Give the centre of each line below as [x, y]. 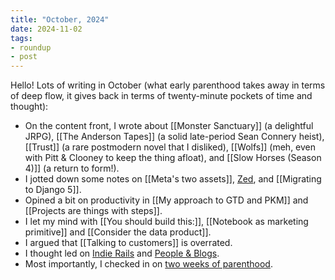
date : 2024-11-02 [46, 29]
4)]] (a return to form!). [72, 168]
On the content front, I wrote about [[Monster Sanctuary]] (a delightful [169, 126]
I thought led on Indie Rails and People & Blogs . [122, 253]
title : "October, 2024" [60, 19]
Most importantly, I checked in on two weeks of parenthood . [148, 264]
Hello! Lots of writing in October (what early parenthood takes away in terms [168, 85]
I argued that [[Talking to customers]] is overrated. [128, 243]
